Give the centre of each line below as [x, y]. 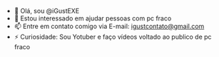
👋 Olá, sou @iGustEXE [47, 11]
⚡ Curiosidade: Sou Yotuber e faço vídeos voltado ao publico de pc [113, 37]
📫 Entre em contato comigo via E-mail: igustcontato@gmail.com [109, 26]
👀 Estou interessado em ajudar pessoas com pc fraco [93, 18]
